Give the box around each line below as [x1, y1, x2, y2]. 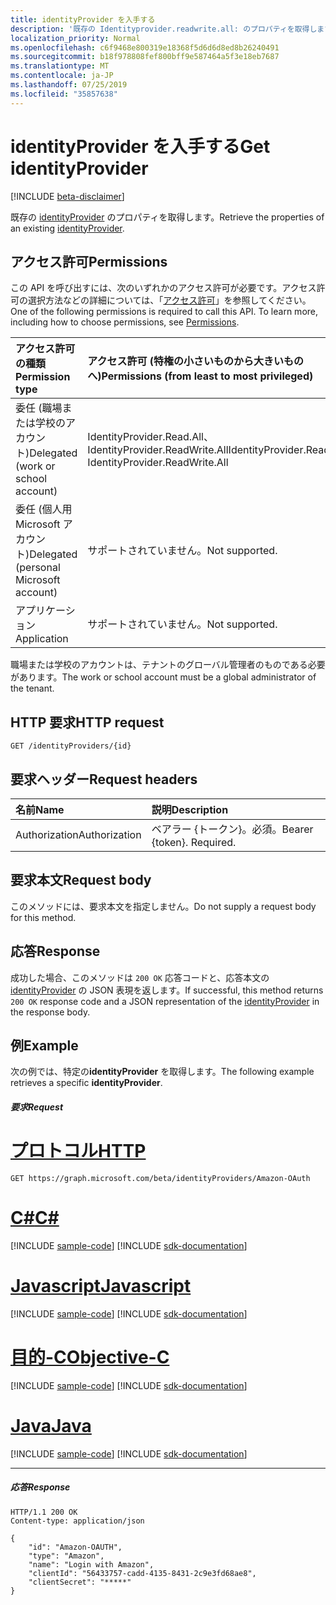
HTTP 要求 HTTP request [10, 714, 165, 731]
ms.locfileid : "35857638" [10, 89, 118, 99]
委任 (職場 [15, 401, 63, 415]
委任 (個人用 [15, 502, 73, 516]
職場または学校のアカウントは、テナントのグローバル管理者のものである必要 [10, 659, 326, 671]
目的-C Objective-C [10, 1346, 170, 1369]
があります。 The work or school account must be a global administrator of [10, 671, 317, 683]
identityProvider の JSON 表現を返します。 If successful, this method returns [10, 984, 324, 996]
